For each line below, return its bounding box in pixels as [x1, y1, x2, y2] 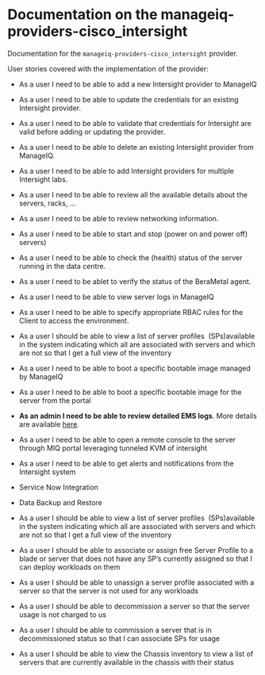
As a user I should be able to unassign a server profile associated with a [18, 577, 255, 587]
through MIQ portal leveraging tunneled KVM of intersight [18, 443, 208, 453]
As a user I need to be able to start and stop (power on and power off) [18, 228, 248, 239]
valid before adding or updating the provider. [18, 127, 166, 136]
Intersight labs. [18, 175, 68, 184]
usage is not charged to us [18, 609, 106, 619]
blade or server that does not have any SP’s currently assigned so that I [18, 554, 253, 563]
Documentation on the [7, 6, 158, 24]
